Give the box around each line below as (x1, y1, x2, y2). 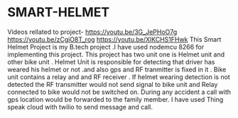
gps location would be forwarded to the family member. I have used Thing (7, 95, 224, 103)
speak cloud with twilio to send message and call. (7, 102, 153, 111)
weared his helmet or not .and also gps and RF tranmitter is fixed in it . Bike (7, 65, 227, 73)
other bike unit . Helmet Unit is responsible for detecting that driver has (7, 57, 215, 66)
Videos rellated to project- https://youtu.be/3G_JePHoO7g (7, 28, 178, 36)
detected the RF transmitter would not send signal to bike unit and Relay (7, 80, 218, 88)
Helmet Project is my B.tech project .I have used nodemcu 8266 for (7, 42, 205, 51)
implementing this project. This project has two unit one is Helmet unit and (7, 50, 225, 59)
